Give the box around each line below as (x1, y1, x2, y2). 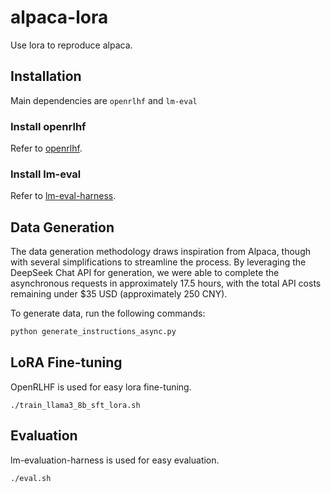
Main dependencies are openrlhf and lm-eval (10, 94, 198, 106)
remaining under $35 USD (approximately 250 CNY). (10, 288, 228, 300)
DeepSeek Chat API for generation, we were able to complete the (10, 267, 280, 279)
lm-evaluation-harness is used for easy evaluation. (10, 454, 220, 466)
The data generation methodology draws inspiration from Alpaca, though (10, 246, 312, 258)
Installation (10, 68, 82, 85)
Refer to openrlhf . (10, 142, 83, 155)
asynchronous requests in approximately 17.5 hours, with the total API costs (10, 277, 322, 290)
